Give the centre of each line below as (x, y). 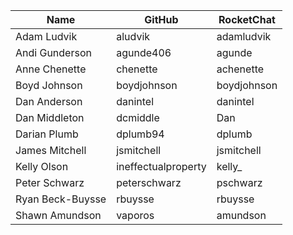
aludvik (133, 36)
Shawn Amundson (58, 215)
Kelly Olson (42, 166)
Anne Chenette (51, 69)
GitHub (161, 19)
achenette (240, 69)
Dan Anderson (49, 101)
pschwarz (239, 182)
